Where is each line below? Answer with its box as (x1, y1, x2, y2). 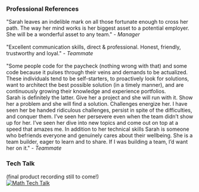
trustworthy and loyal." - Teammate (6, 50, 94, 57)
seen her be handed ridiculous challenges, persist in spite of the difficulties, (6, 106, 192, 114)
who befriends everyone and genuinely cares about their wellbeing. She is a (6, 132, 193, 139)
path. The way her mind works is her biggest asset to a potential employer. (6, 24, 189, 32)
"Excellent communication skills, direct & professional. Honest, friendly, (6, 43, 181, 51)
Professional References (6, 5, 79, 13)
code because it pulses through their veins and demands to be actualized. (6, 69, 188, 76)
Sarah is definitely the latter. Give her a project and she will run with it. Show (6, 94, 193, 101)
